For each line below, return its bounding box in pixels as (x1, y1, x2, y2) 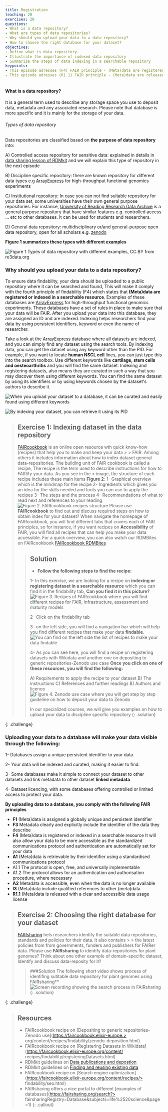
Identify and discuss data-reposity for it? (17, 958, 101, 964)
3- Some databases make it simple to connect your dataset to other (5, 771, 144, 777)
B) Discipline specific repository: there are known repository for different (5, 173, 155, 179)
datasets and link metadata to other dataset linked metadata (5, 776, 130, 782)
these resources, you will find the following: (29, 665, 123, 671)
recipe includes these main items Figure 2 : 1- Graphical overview (17, 476, 151, 482)
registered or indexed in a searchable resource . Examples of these (5, 294, 145, 300)
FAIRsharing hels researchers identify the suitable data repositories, (17, 932, 157, 938)
